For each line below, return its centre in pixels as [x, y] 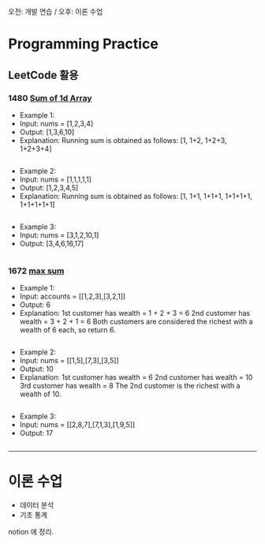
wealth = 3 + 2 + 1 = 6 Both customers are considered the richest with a [136, 321]
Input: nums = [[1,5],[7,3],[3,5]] [69, 361]
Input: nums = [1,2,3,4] [56, 123]
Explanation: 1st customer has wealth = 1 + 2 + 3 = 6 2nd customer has [135, 313]
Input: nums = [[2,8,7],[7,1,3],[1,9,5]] [77, 425]
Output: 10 [36, 369]
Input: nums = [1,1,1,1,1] [56, 179]
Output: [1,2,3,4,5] [49, 187]
